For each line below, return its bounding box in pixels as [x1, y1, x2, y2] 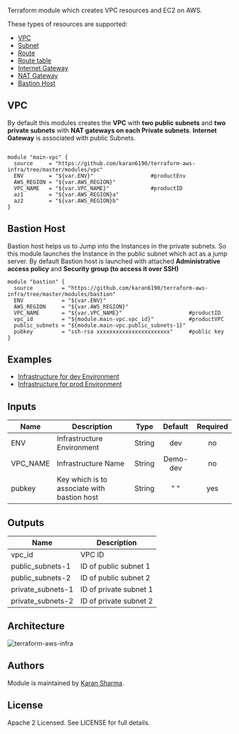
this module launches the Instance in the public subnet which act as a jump [7, 249, 228, 258]
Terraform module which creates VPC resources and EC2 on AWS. [7, 6, 203, 14]
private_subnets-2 [11, 596, 74, 606]
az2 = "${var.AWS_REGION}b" [14, 197, 119, 204]
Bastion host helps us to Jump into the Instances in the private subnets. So [7, 241, 226, 250]
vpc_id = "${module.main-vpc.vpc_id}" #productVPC [14, 315, 224, 323]
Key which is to [56, 475, 108, 485]
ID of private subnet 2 [80, 596, 154, 606]
